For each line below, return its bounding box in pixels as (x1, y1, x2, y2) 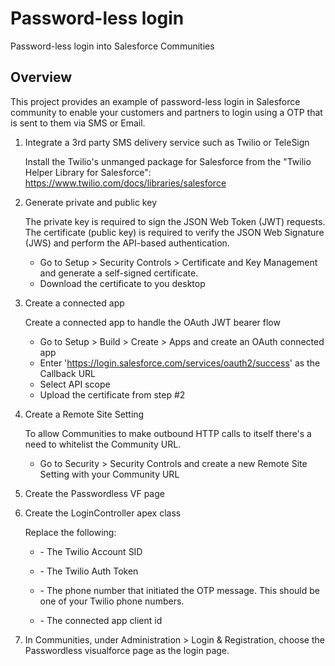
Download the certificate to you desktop (39, 277, 206, 289)
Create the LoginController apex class (24, 507, 182, 519)
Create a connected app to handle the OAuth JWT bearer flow (24, 316, 281, 328)
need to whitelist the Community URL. (24, 438, 182, 450)
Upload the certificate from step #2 (39, 388, 186, 401)
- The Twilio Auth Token (39, 565, 139, 577)
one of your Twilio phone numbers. (39, 595, 185, 607)
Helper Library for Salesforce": (24, 166, 152, 178)
